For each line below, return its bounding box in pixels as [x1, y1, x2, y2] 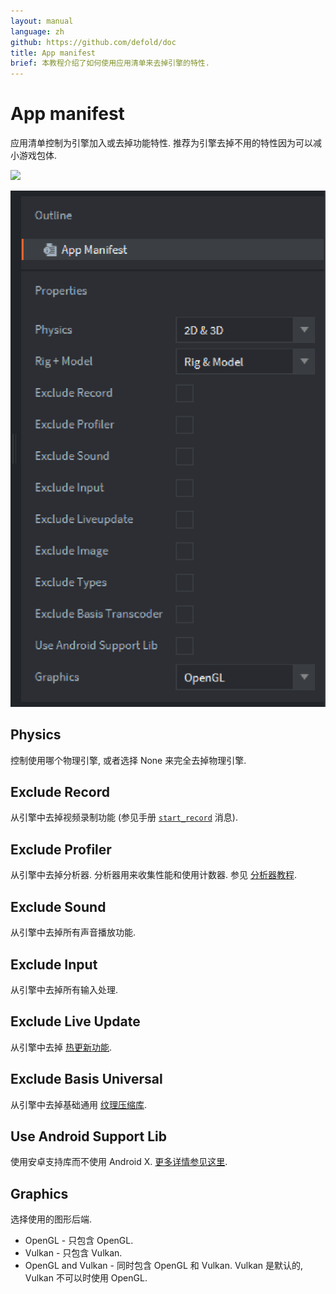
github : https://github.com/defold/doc [10, 37, 177, 47]
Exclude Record [10, 784, 110, 801]
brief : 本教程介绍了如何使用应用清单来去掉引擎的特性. [10, 58, 210, 69]
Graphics [10, 1185, 69, 1202]
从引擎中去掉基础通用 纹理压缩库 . [10, 1098, 147, 1110]
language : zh [10, 26, 65, 37]
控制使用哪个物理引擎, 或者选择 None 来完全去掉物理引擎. [10, 754, 247, 766]
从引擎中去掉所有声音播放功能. [10, 926, 137, 939]
